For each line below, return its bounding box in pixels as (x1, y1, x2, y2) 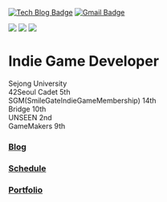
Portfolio (8, 184, 43, 196)
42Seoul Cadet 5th (8, 87, 71, 96)
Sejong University (8, 79, 67, 88)
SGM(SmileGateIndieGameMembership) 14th (8, 95, 157, 105)
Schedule (8, 163, 47, 174)
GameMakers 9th (8, 121, 66, 131)
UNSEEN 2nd (8, 112, 52, 122)
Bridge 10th (8, 104, 47, 114)
